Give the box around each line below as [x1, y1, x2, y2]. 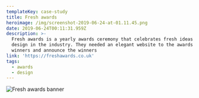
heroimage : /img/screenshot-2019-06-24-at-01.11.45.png [6, 20, 148, 26]
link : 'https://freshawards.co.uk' [6, 53, 95, 59]
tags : [6, 58, 20, 64]
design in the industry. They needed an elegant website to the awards [11, 42, 194, 48]
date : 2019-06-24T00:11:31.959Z [6, 25, 86, 31]
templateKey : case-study [6, 8, 68, 15]
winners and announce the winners [11, 48, 97, 53]
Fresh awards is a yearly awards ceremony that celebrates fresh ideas [11, 36, 194, 42]
